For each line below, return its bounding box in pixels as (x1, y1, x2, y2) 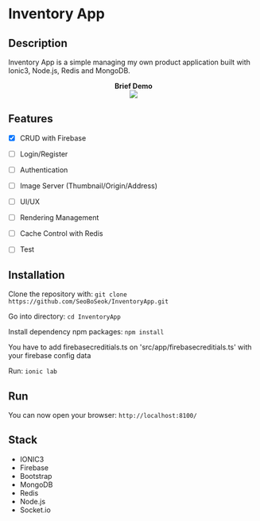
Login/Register (19, 149, 68, 159)
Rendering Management (19, 213, 99, 222)
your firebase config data (8, 351, 91, 361)
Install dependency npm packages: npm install (8, 327, 165, 337)
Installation (8, 268, 65, 282)
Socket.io (19, 505, 52, 515)
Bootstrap (19, 471, 52, 480)
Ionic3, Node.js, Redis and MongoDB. (8, 66, 131, 75)
